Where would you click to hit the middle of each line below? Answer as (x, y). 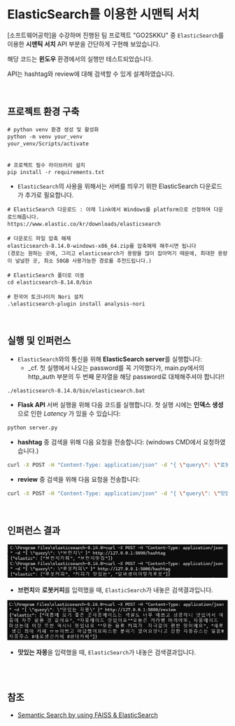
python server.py (33, 428)
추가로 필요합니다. (49, 194)
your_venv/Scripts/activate (48, 144)
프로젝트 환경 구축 (43, 112)
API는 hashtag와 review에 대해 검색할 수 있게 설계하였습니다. (91, 74)
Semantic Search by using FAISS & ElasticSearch (88, 715)
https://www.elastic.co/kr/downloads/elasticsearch (84, 224)
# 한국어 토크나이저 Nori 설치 (45, 297)
